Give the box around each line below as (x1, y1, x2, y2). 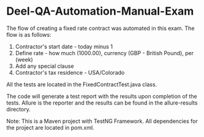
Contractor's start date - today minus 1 (15, 43, 113, 50)
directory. (6, 105, 31, 113)
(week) (15, 56, 34, 63)
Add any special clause (15, 62, 75, 70)
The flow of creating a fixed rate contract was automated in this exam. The (6, 24, 195, 32)
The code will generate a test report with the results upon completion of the (6, 92, 197, 100)
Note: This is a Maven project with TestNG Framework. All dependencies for (6, 117, 198, 125)
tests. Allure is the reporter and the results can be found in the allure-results (6, 99, 198, 106)
